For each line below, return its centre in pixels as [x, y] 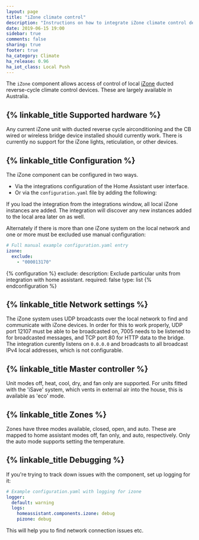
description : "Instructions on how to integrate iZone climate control [96, 23]
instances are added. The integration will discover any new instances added [99, 210]
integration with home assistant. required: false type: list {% [79, 279]
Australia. [18, 96]
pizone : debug [34, 519]
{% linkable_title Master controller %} [77, 369]
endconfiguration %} [32, 286]
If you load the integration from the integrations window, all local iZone [92, 204]
